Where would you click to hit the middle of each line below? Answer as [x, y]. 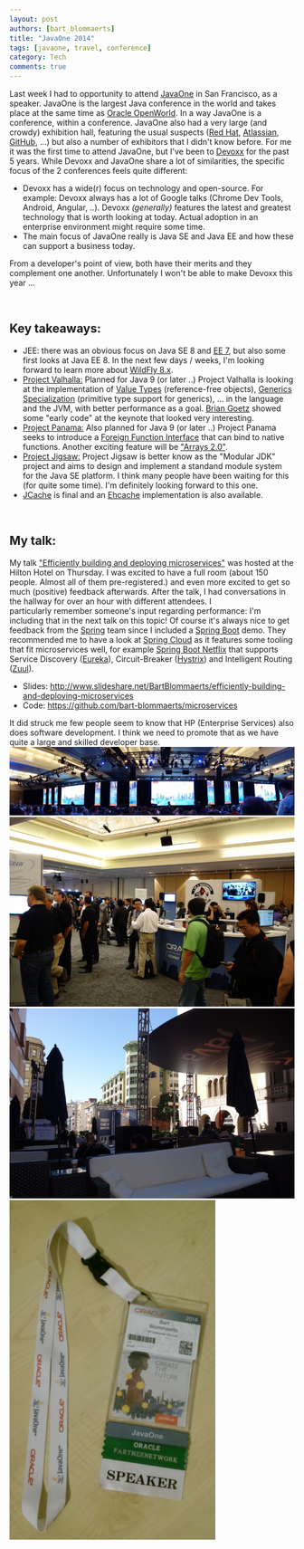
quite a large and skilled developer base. [85, 741]
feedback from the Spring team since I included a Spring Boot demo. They [148, 630]
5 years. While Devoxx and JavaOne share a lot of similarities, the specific [147, 161]
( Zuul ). [22, 668]
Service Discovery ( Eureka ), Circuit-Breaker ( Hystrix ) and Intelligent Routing [151, 659]
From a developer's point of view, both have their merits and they [131, 263]
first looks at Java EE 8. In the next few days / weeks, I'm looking [143, 360]
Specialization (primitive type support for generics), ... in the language [153, 398]
